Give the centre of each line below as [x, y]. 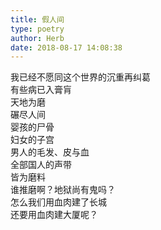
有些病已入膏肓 [41, 90]
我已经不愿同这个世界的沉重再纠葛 [80, 77]
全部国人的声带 [41, 165]
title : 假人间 [37, 19]
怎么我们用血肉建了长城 [58, 202]
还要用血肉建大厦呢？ [54, 215]
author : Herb [37, 38]
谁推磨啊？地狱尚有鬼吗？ [63, 190]
